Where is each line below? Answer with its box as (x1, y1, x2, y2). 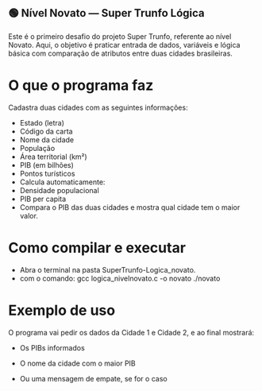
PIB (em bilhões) (19, 160, 74, 169)
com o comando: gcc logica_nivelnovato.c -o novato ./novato (19, 273, 221, 283)
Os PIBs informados (19, 343, 85, 352)
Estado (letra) (19, 118, 65, 127)
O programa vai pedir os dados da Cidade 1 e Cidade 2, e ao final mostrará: (8, 327, 255, 337)
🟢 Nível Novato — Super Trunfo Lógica (8, 6, 205, 20)
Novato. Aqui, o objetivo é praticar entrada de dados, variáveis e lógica (8, 40, 241, 49)
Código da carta (19, 126, 73, 136)
